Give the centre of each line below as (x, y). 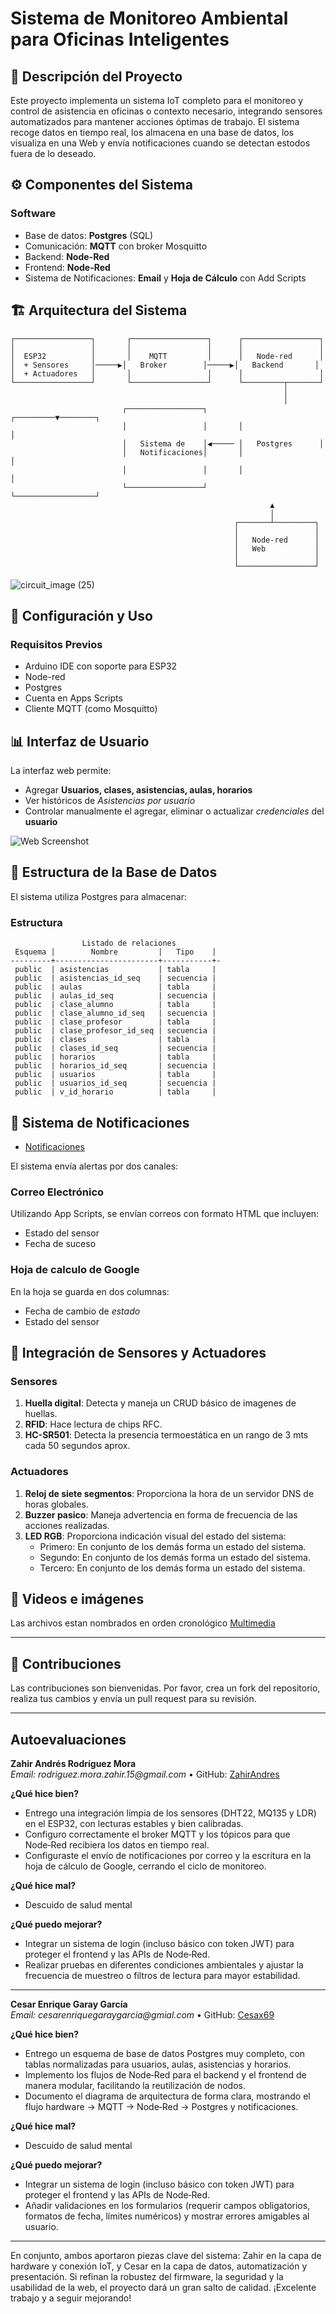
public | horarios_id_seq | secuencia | (115, 1066)
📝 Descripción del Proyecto (96, 76)
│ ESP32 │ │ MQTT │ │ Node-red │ (167, 356)
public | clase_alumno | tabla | (115, 1005)
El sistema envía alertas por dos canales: (94, 1166)
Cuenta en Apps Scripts (73, 698)
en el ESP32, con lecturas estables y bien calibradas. (134, 1823)
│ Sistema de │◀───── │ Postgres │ (223, 443)
